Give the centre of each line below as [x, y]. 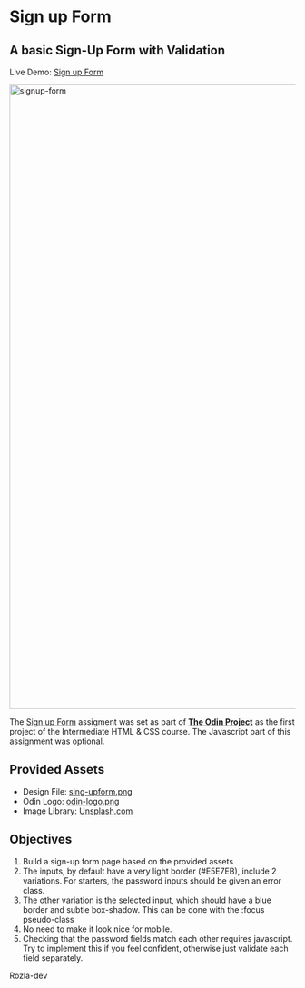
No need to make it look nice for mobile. [97, 929]
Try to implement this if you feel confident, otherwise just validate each [155, 948]
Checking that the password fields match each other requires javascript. [157, 938]
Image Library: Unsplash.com [78, 811]
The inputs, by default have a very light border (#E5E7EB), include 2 [149, 871]
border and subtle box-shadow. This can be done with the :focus [143, 909]
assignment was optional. [57, 741]
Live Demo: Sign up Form [57, 72]
